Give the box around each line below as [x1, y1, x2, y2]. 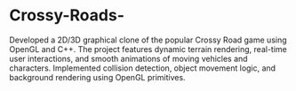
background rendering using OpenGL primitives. [9, 72, 186, 82]
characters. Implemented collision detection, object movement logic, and [9, 63, 276, 73]
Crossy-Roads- [9, 5, 124, 26]
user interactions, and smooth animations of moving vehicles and [9, 53, 248, 64]
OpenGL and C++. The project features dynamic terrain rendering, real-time [9, 43, 287, 54]
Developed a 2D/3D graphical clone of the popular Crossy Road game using [9, 34, 287, 45]
